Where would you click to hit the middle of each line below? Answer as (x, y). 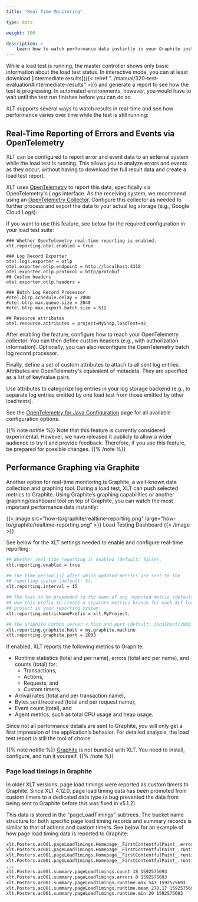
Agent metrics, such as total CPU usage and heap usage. (84, 714)
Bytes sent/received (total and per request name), (75, 702)
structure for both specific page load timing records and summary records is (99, 821)
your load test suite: (30, 230)
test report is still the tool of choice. (49, 738)
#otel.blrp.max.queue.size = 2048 (49, 303)
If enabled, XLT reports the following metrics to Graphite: (75, 646)
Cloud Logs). (22, 212)
